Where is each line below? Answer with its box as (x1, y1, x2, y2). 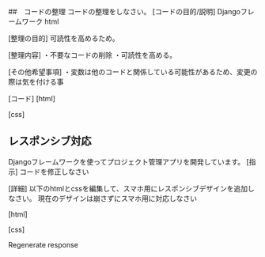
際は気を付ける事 (8, 77, 64, 86)
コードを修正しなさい (19, 167, 89, 176)
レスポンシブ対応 (8, 134, 92, 148)
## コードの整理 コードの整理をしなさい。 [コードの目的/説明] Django (8, 7, 241, 16)
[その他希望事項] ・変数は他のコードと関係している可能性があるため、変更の (8, 67, 258, 77)
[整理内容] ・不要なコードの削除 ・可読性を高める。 (8, 51, 177, 59)
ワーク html (21, 17, 59, 26)
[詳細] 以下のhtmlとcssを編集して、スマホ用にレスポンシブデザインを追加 (8, 183, 248, 193)
